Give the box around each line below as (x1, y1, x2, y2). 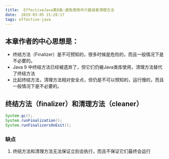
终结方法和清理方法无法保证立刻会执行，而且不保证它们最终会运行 (12, 148, 151, 154)
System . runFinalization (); (5, 118, 62, 123)
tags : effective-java (5, 17, 51, 22)
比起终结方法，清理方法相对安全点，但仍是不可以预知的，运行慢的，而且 (12, 77, 164, 83)
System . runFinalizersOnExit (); (5, 122, 72, 128)
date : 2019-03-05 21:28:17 (5, 12, 65, 17)
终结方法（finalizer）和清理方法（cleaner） (5, 100, 143, 108)
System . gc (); (5, 113, 33, 118)
